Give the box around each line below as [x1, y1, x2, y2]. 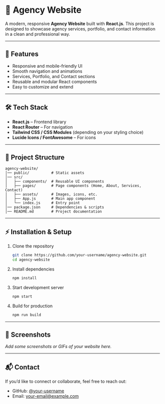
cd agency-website [12, 257, 50, 262]
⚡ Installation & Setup [5, 228, 72, 236]
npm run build [12, 312, 41, 317]
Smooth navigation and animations [12, 68, 82, 74]
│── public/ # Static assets [5, 170, 84, 176]
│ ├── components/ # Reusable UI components [5, 179, 105, 184]
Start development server [12, 284, 64, 290]
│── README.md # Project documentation [5, 209, 102, 214]
